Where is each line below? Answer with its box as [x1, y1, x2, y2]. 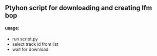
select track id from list [12, 41, 59, 47]
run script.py [12, 36, 38, 42]
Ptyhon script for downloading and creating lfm [5, 4, 152, 12]
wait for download [12, 46, 49, 52]
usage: [5, 25, 20, 31]
